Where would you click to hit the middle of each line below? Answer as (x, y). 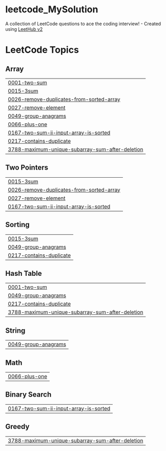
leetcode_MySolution (52, 10)
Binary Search (28, 395)
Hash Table (24, 273)
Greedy (17, 427)
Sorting (17, 225)
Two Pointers (27, 168)
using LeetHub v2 (24, 29)
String (15, 331)
